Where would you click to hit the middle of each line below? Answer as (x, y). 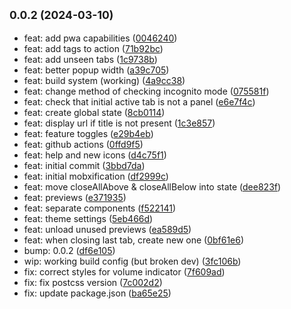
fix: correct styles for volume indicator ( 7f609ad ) (124, 271)
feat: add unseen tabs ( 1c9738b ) (90, 59)
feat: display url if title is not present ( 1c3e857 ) (119, 123)
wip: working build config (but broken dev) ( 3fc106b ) (132, 261)
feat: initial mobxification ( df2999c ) (96, 176)
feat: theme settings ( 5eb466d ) (88, 218)
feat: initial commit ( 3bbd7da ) (84, 165)
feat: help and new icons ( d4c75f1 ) (95, 155)
